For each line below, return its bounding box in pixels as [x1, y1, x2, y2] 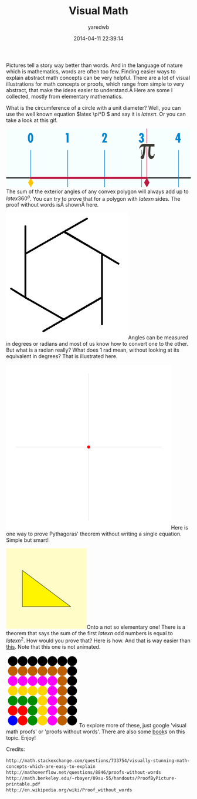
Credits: [6, 746, 25, 753]
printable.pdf [6, 781, 41, 787]
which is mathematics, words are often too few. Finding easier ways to [6, 68, 176, 75]
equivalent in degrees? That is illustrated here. [6, 353, 118, 360]
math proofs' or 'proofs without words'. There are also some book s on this [6, 728, 185, 735]
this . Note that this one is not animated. [6, 643, 101, 650]
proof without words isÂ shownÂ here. [6, 201, 99, 208]
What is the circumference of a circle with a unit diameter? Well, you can [6, 104, 181, 111]
